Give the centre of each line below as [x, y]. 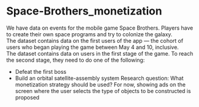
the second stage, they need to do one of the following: [76, 60]
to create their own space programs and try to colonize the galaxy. [89, 34]
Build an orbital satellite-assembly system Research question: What [99, 78]
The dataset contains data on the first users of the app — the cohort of [95, 41]
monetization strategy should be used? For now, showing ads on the [100, 84]
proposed [27, 97]
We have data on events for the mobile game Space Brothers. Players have [100, 28]
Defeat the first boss [41, 71]
